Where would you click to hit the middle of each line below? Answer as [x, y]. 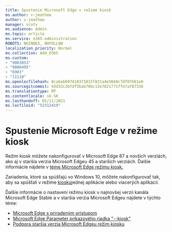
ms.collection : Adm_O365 [32, 53]
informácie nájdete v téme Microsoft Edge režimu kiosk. [64, 167]
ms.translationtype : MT [31, 91]
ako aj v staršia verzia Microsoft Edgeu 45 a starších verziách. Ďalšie [78, 162]
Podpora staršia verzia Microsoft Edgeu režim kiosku [69, 224]
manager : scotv [22, 24]
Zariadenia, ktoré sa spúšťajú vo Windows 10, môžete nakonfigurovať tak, [83, 177]
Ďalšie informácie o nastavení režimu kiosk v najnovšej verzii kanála [77, 192]
